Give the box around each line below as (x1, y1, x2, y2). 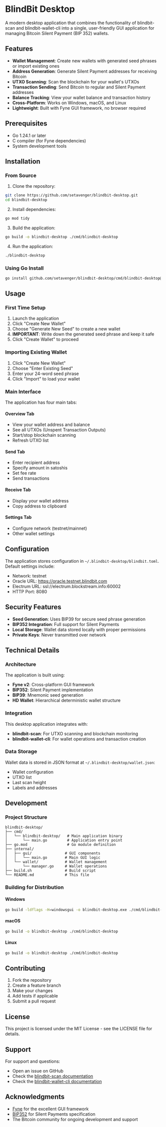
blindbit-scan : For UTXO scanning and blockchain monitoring (12, 730, 138, 737)
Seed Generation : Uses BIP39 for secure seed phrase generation (12, 616, 146, 622)
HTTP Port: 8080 (12, 588, 47, 594)
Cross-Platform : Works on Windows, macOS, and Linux (12, 100, 126, 106)
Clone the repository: (12, 183, 56, 189)
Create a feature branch (12, 982, 61, 989)
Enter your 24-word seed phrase (12, 371, 79, 376)
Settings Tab (5, 514, 32, 520)
